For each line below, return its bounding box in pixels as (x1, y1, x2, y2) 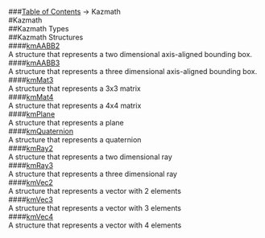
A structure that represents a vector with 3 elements (8, 203, 181, 212)
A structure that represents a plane (8, 118, 124, 127)
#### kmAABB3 (8, 58, 60, 68)
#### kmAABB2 (8, 41, 60, 51)
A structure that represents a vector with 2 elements (8, 187, 181, 195)
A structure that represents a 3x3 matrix (8, 84, 141, 93)
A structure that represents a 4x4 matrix (8, 101, 142, 110)
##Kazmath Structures (8, 32, 84, 42)
